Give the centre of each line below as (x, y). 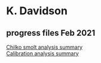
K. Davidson (37, 11)
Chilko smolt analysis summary (44, 47)
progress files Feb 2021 (51, 33)
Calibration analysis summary (42, 53)
